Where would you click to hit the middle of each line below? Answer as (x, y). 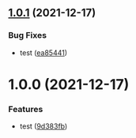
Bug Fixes (28, 35)
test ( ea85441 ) (43, 52)
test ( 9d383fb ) (43, 126)
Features (26, 109)
